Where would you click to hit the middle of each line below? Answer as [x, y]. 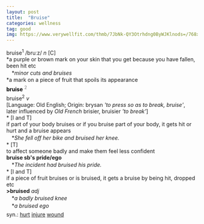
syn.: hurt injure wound [35, 215]
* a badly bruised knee [39, 199]
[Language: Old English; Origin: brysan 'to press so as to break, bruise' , [96, 105]
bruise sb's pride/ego [34, 158]
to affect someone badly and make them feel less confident [81, 151]
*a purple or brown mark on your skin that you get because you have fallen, [101, 59]
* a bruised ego [30, 206]
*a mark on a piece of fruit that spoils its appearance [72, 80]
